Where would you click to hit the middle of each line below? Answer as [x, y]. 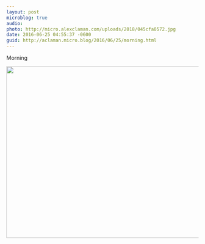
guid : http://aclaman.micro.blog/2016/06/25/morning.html [81, 40]
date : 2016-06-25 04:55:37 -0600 [49, 35]
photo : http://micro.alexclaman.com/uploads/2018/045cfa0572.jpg [91, 29]
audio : [15, 23]
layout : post [23, 12]
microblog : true [27, 18]
